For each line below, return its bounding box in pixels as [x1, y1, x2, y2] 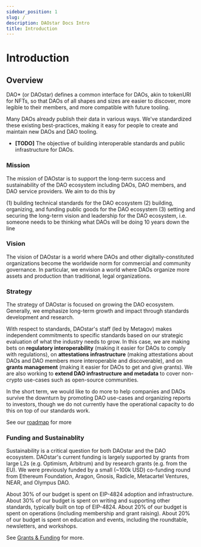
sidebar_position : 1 [6, 8, 58, 15]
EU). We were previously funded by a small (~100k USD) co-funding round [6, 466, 191, 474]
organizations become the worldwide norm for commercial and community [6, 259, 191, 267]
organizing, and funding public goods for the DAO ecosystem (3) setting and [6, 205, 196, 213]
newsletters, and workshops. [6, 522, 78, 530]
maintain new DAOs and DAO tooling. [6, 128, 98, 136]
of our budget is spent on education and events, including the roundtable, [6, 516, 188, 524]
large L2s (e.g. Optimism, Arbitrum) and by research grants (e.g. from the [6, 460, 187, 467]
